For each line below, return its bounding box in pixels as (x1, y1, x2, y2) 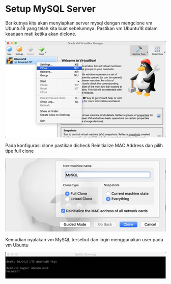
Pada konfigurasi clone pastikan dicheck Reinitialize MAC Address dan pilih (5, 142, 163, 148)
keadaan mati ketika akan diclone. (5, 31, 76, 37)
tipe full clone (5, 148, 34, 154)
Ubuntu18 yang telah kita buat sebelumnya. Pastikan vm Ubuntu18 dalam (5, 25, 158, 31)
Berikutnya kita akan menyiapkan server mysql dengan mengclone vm (5, 20, 153, 26)
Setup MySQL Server (5, 3, 96, 15)
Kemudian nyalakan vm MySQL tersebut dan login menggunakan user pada (5, 237, 164, 243)
